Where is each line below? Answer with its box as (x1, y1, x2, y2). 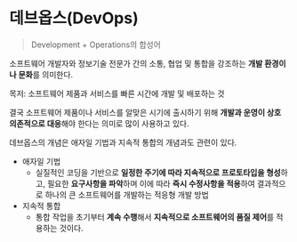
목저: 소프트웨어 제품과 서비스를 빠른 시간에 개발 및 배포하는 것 (9, 88, 225, 99)
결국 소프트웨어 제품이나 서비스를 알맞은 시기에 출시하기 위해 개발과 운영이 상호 (9, 107, 282, 117)
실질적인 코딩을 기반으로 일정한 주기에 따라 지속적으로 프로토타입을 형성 (35, 166, 282, 178)
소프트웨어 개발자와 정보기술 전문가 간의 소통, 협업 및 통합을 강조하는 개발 (9, 58, 263, 69)
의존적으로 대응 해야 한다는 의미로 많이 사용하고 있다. (9, 117, 189, 129)
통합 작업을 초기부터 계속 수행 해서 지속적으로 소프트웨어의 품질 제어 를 (35, 211, 274, 222)
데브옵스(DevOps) (9, 8, 140, 28)
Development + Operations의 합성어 (30, 39, 162, 50)
